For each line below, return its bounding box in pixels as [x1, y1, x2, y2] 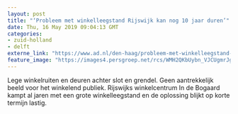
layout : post [7, 10, 46, 18]
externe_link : [7, 50, 50, 57]
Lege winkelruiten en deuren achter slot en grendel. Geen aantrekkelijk [7, 76, 214, 84]
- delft [7, 43, 30, 50]
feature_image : [7, 57, 52, 64]
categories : [7, 30, 42, 38]
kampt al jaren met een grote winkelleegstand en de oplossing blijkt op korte [7, 91, 230, 99]
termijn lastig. [7, 98, 47, 107]
